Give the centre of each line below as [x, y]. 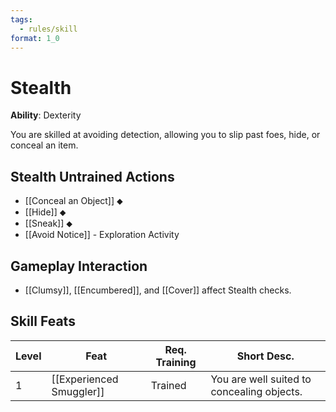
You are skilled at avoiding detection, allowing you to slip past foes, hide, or [165, 135]
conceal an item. [44, 145]
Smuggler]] [78, 391]
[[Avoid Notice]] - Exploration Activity [102, 235]
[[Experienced [85, 379]
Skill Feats [43, 321]
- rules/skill [48, 29]
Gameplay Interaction [79, 266]
